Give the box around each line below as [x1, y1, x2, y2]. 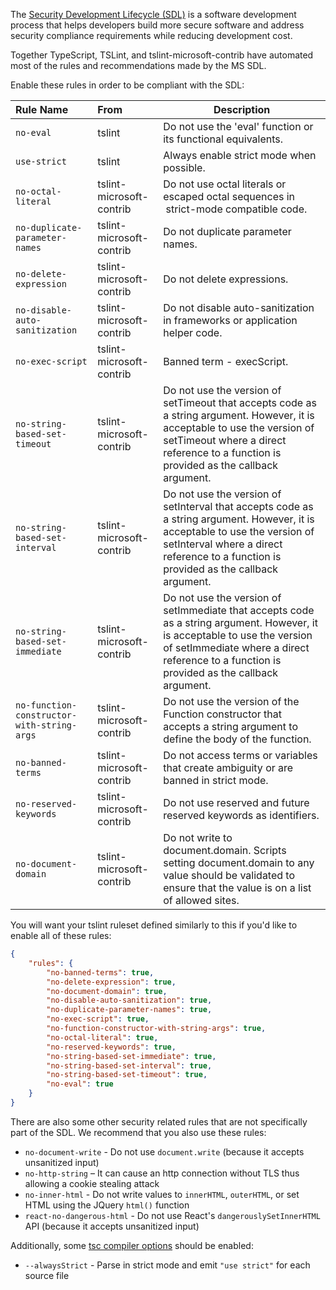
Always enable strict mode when [163, 149, 317, 162]
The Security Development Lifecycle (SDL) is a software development [10, 9, 297, 20]
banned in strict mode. [163, 774, 269, 787]
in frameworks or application [163, 314, 298, 327]
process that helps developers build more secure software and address [10, 19, 305, 31]
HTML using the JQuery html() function [24, 1199, 190, 1211]
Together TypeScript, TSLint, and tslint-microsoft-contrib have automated [10, 49, 314, 61]
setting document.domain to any [163, 856, 315, 869]
